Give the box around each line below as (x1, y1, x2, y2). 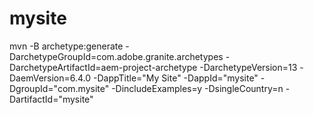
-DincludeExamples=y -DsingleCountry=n (111, 82, 284, 94)
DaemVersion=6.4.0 (9, 72, 92, 84)
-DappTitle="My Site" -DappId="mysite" (93, 72, 259, 84)
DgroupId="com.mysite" (9, 82, 110, 94)
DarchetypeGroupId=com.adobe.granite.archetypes (9, 50, 224, 62)
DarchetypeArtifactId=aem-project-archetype (9, 61, 198, 73)
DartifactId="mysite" (9, 93, 94, 105)
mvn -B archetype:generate (9, 40, 124, 52)
